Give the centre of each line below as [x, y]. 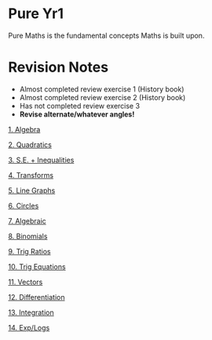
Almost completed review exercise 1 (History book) [102, 89]
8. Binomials [28, 236]
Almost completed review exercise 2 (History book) [102, 97]
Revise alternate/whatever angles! [77, 114]
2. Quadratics [30, 144]
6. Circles [24, 205]
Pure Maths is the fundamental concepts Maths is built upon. [106, 35]
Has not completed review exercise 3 [79, 105]
